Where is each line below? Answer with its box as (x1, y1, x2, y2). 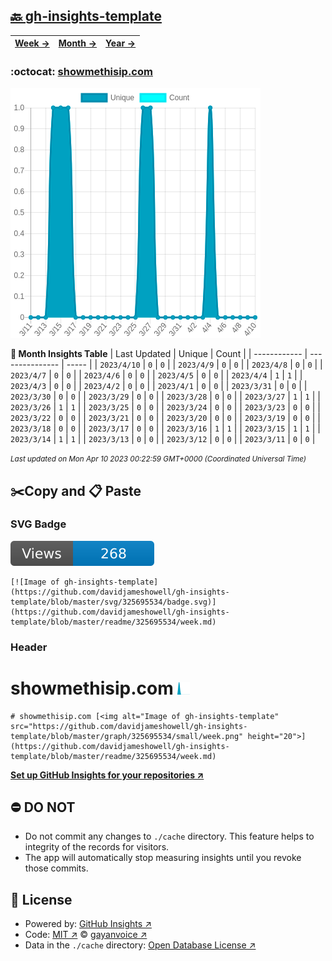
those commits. (24, 862, 89, 874)
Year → (105, 37, 137, 49)
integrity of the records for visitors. (24, 841, 170, 853)
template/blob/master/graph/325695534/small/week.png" (10, 731, 244, 741)
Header (10, 640, 48, 654)
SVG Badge (10, 517, 67, 531)
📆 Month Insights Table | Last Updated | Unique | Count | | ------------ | (10, 348, 308, 360)
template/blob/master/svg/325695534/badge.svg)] (10, 597, 217, 607)
